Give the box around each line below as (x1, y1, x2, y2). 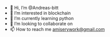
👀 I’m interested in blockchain (9, 10, 71, 16)
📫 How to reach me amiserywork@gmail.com (9, 26, 105, 32)
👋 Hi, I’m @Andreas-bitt (9, 5, 59, 10)
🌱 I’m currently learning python (9, 15, 74, 21)
